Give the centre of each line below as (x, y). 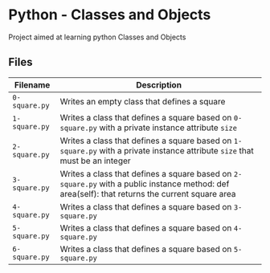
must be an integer (95, 161)
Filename (32, 84)
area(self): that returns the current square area (148, 194)
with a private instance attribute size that (177, 150)
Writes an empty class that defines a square (143, 101)
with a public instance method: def (164, 184)
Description (159, 84)
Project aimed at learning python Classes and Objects (97, 37)
